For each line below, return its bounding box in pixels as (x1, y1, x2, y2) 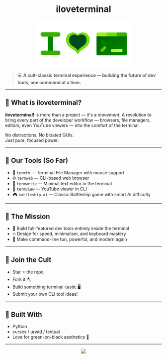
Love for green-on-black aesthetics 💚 (12, 334, 89, 340)
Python (12, 324, 27, 329)
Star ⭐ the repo (12, 269, 44, 275)
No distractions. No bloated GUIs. (5, 132, 74, 138)
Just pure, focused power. (5, 137, 59, 143)
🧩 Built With (5, 310, 42, 319)
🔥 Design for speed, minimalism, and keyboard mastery (12, 231, 126, 237)
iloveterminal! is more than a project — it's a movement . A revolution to (5, 112, 152, 118)
